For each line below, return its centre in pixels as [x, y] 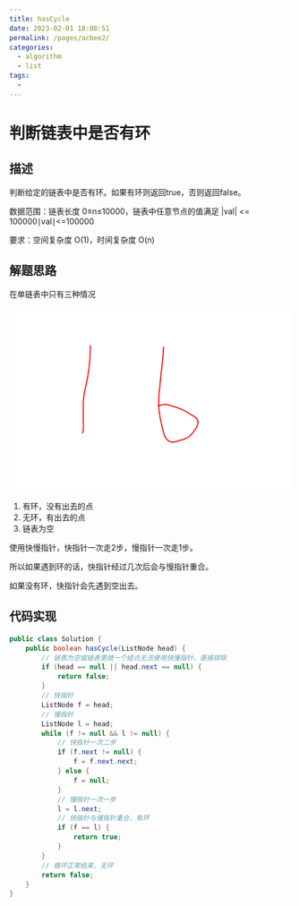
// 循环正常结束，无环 [77, 865]
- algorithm [40, 57]
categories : [31, 47]
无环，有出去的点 [54, 517]
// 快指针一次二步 [86, 743]
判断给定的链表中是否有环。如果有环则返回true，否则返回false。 [128, 192]
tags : [19, 76]
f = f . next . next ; [106, 762]
